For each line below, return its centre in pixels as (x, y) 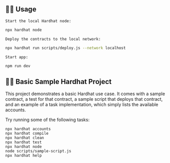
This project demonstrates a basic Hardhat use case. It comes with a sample (85, 94)
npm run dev (18, 66)
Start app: (17, 57)
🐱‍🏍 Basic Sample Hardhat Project (58, 81)
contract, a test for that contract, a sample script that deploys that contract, (84, 99)
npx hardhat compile (27, 134)
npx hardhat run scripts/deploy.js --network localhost (65, 48)
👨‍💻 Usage (21, 9)
